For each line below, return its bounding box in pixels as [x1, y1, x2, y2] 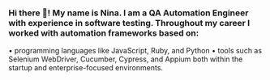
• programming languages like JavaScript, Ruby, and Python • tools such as [8, 46, 262, 56]
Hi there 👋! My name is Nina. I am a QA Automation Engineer [8, 7, 249, 19]
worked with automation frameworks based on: [8, 27, 199, 39]
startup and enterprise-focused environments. [8, 63, 164, 73]
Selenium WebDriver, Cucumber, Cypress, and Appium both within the [8, 54, 243, 64]
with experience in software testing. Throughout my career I [8, 17, 251, 28]
